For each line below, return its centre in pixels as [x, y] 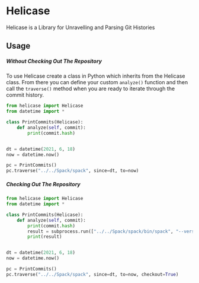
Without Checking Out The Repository [54, 61]
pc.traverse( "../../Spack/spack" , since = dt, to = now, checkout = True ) [92, 274]
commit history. [25, 95]
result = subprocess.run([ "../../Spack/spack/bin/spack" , [100, 231]
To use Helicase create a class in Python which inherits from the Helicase [96, 76]
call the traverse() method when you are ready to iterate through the [91, 89]
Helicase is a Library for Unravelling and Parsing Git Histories [81, 27]
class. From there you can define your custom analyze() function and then [97, 82]
